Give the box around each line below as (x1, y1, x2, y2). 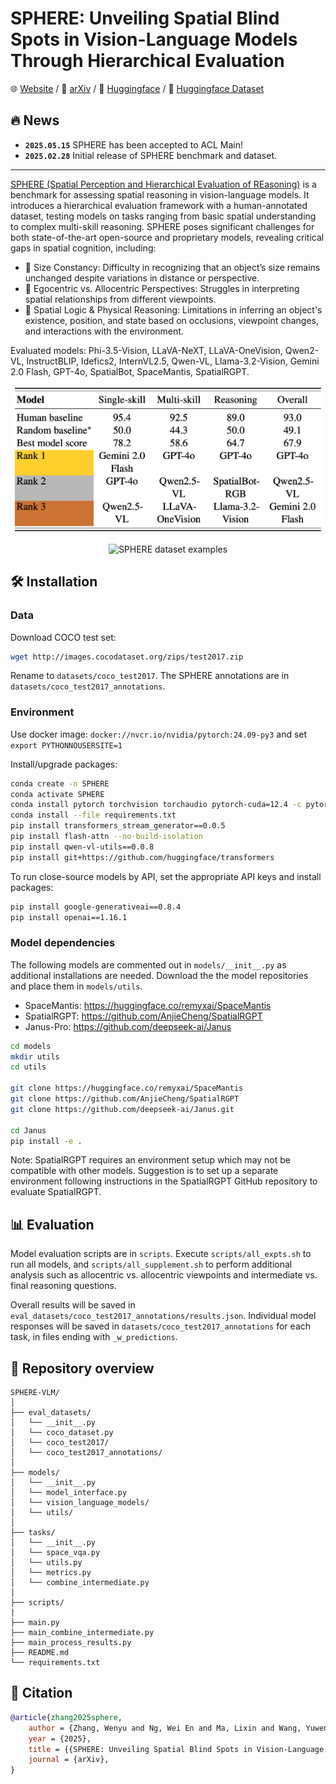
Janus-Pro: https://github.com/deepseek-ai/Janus (24, 1020, 232, 1032)
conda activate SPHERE (10, 789, 105, 799)
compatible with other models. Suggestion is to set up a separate (10, 1165, 279, 1177)
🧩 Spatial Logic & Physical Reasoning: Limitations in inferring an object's (24, 303, 323, 316)
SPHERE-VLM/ (10, 1388, 60, 1398)
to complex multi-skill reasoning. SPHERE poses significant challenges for (10, 220, 315, 232)
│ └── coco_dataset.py (10, 1428, 114, 1438)
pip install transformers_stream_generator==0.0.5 (10, 821, 226, 831)
